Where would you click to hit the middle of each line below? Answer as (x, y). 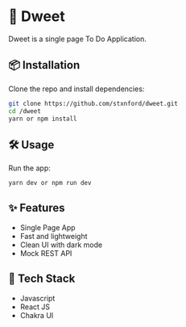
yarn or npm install (43, 119)
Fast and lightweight (54, 236)
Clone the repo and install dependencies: (76, 89)
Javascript (37, 298)
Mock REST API (46, 253)
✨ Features (37, 208)
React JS (35, 307)
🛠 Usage (31, 145)
